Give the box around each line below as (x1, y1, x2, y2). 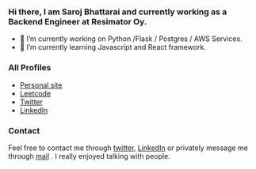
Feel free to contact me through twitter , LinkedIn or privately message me (8, 143, 248, 152)
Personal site (19, 80, 63, 89)
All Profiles (8, 62, 52, 73)
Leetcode (19, 88, 52, 98)
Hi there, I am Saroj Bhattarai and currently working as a (8, 6, 227, 17)
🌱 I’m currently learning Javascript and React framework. (19, 43, 206, 52)
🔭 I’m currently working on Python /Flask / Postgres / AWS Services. (19, 34, 243, 43)
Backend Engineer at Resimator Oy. (8, 16, 147, 27)
